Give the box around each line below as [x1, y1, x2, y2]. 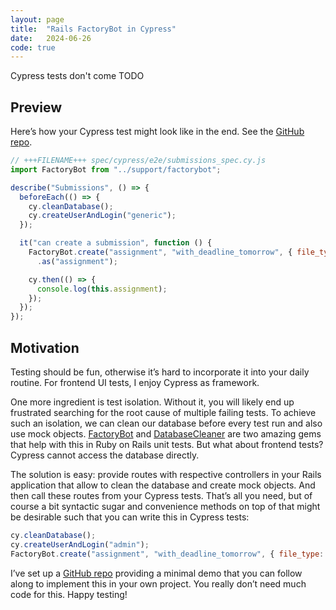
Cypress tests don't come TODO [10, 70, 145, 82]
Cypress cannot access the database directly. [10, 449, 200, 461]
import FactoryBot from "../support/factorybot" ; [10, 164, 222, 175]
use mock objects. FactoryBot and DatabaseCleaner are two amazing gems [10, 428, 322, 440]
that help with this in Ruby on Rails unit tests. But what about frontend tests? [10, 439, 324, 450]
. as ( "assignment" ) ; [36, 256, 118, 266]
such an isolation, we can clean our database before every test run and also [10, 417, 323, 429]
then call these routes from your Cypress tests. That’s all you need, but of [10, 490, 313, 501]
